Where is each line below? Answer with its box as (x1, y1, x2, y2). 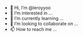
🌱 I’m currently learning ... (10, 15, 64, 21)
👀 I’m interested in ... (10, 10, 53, 16)
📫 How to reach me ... (10, 26, 57, 32)
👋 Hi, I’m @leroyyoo (10, 5, 51, 10)
